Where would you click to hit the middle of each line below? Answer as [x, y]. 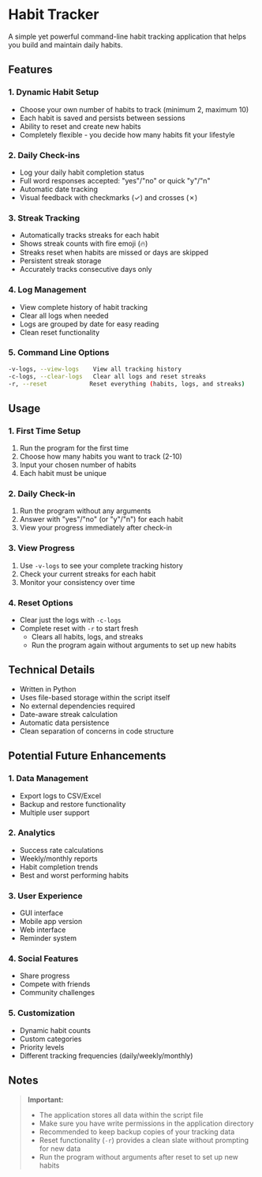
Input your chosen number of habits [78, 465]
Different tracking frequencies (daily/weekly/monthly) [106, 1055]
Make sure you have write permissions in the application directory [146, 1123]
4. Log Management [47, 290]
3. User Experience [45, 896]
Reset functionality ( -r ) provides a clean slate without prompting [144, 1140]
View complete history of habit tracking [84, 307]
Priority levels [42, 1047]
